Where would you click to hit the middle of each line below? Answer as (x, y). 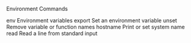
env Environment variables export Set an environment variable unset (92, 20)
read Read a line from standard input (52, 33)
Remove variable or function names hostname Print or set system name (95, 27)
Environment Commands (37, 9)
